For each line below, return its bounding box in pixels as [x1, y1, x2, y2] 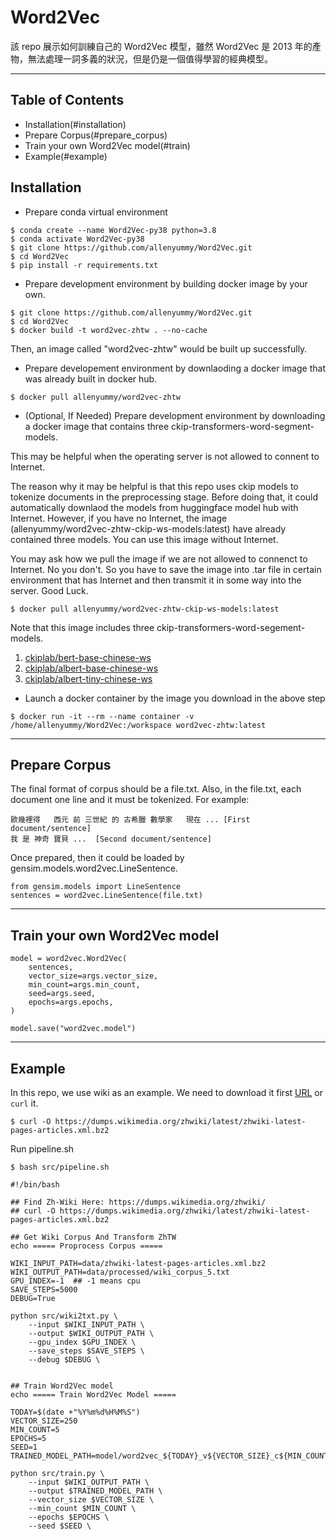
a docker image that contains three [24, 420, 170, 432]
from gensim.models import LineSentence [10, 882, 182, 892]
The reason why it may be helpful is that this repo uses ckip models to [10, 480, 299, 492]
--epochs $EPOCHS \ [28, 1512, 110, 1522]
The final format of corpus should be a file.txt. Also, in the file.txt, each [10, 783, 302, 795]
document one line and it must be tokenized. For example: [10, 794, 250, 806]
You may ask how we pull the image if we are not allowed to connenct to [10, 552, 308, 565]
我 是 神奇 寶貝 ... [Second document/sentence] [10, 834, 212, 845]
